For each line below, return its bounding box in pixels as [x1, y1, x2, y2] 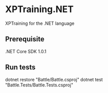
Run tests [5, 63, 36, 72]
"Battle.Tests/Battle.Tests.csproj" [5, 82, 74, 88]
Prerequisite [5, 35, 45, 43]
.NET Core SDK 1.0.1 [5, 48, 47, 54]
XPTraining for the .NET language [5, 20, 75, 26]
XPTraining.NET [5, 4, 74, 15]
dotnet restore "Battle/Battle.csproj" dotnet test [5, 76, 103, 82]
